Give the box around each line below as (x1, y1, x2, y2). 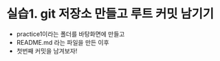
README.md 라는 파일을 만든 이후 (16, 38, 109, 46)
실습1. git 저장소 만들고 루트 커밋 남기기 (6, 6, 214, 22)
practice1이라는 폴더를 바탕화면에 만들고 (16, 30, 125, 38)
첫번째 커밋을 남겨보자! (16, 47, 78, 55)
